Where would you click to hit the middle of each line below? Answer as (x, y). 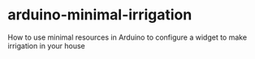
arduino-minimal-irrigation (100, 15)
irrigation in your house (47, 45)
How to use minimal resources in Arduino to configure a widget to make (127, 37)
